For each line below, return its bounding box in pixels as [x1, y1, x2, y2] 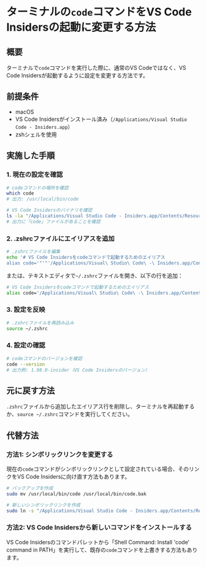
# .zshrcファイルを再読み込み [6, 320, 75, 326]
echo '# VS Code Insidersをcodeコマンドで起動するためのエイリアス [6, 254, 166, 260]
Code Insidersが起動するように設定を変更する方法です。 [6, 72, 149, 79]
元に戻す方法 [6, 385, 55, 396]
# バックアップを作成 [6, 485, 53, 491]
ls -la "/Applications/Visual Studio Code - [6, 213, 122, 219]
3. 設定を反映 [6, 306, 45, 314]
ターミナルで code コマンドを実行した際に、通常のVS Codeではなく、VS [6, 64, 186, 71]
